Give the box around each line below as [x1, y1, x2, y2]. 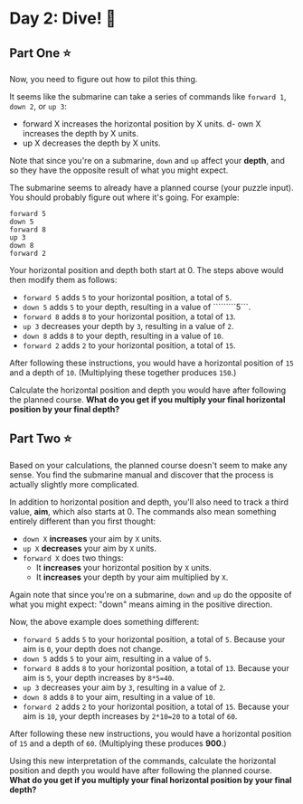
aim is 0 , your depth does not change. [22, 643, 164, 654]
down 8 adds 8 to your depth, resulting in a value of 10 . [22, 330, 224, 341]
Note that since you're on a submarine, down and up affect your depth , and [9, 156, 285, 166]
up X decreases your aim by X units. [22, 543, 156, 553]
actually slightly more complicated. [9, 478, 140, 489]
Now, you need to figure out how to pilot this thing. [9, 74, 198, 84]
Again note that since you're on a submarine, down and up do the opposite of [9, 589, 292, 600]
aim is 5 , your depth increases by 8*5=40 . [22, 672, 175, 683]
